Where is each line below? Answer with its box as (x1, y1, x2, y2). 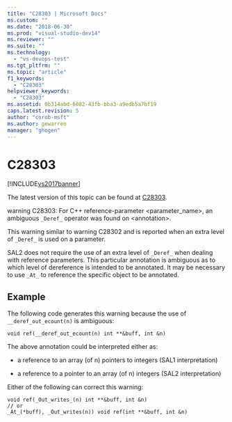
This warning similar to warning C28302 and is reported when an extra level (7, 228, 224, 236)
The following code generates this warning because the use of (7, 309, 187, 318)
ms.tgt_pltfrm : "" (7, 62, 60, 69)
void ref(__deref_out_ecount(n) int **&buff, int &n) (7, 330, 167, 338)
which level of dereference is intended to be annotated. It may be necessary (7, 263, 226, 272)
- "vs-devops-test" (13, 56, 70, 63)
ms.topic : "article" (7, 68, 67, 75)
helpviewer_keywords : (7, 88, 70, 95)
